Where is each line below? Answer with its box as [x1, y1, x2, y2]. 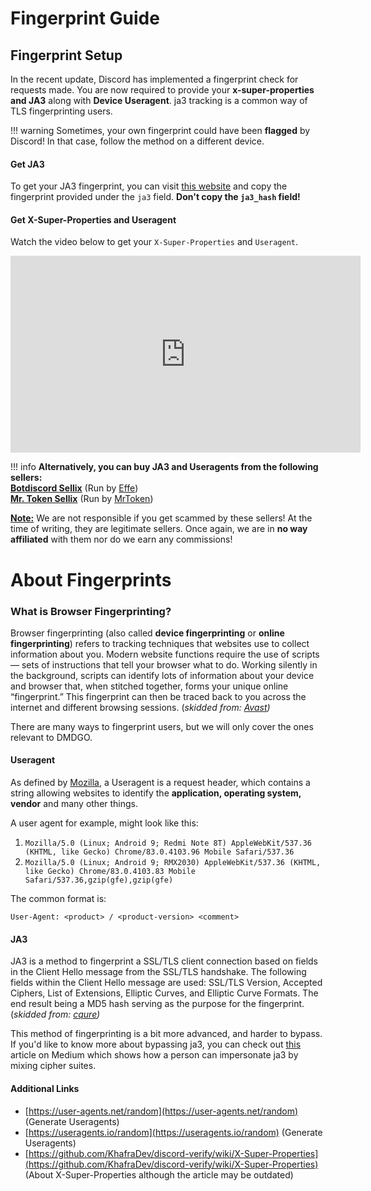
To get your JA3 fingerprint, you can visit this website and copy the [10, 180, 288, 192]
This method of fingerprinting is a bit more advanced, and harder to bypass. [10, 1028, 323, 1040]
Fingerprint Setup [10, 47, 123, 64]
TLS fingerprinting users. [10, 105, 113, 117]
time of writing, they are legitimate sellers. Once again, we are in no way [10, 523, 308, 535]
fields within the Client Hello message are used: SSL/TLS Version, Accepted [10, 977, 323, 989]
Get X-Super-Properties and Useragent [10, 213, 177, 226]
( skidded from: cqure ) [10, 1008, 101, 1021]
